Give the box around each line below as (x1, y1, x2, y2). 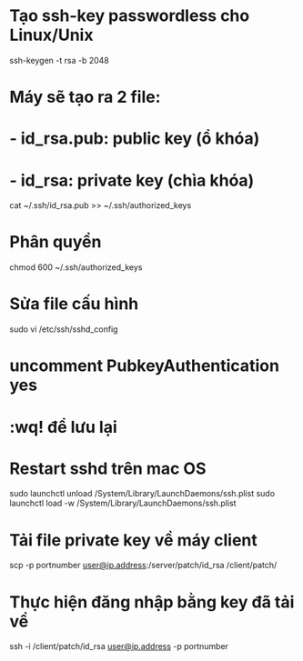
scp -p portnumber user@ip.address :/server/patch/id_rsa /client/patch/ (9, 560, 278, 571)
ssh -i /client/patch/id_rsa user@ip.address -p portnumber (9, 641, 229, 652)
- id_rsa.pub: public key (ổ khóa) (9, 128, 260, 149)
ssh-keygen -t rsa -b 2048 (9, 55, 109, 65)
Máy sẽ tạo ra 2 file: (9, 87, 161, 107)
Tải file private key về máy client (9, 529, 258, 550)
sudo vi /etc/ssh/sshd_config (9, 324, 118, 335)
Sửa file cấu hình (9, 294, 139, 315)
